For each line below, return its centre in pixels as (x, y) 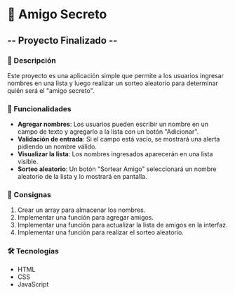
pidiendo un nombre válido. (57, 146)
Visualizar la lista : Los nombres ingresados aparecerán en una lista (115, 154)
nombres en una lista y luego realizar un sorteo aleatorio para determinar (113, 83)
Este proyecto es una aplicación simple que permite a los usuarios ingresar (116, 75)
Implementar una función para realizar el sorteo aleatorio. (101, 232)
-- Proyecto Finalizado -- (62, 40)
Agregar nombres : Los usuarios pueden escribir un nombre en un (113, 124)
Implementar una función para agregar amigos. (86, 218)
